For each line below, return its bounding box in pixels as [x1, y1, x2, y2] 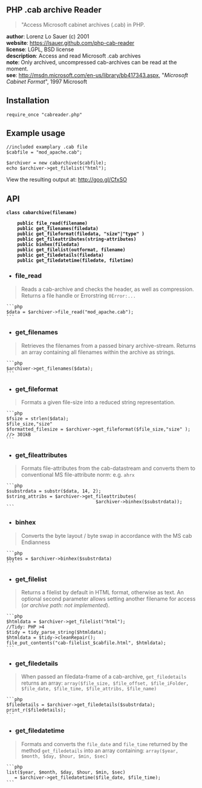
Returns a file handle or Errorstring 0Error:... [21, 291, 136, 299]
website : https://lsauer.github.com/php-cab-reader [6, 39, 135, 46]
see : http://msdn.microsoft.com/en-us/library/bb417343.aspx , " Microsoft [6, 71, 189, 78]
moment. [6, 65, 28, 72]
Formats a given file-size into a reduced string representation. [21, 399, 175, 406]
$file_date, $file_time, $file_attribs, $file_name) [21, 686, 157, 692]
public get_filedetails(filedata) [17, 252, 104, 259]
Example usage [6, 128, 65, 138]
